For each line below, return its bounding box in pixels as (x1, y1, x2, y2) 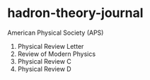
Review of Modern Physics (17, 50, 96, 58)
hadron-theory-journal (7, 5, 144, 21)
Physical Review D (17, 64, 72, 73)
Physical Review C (17, 57, 72, 65)
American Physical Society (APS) (7, 28, 104, 37)
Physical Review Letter (17, 42, 84, 50)
